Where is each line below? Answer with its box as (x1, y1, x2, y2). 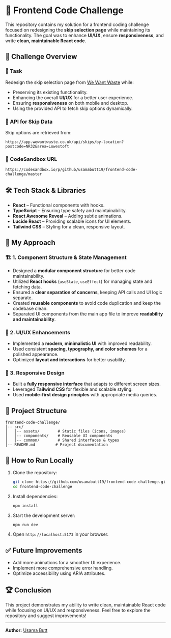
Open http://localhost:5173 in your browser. (12, 531, 108, 537)
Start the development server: (12, 512, 76, 518)
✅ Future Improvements (5, 546, 82, 555)
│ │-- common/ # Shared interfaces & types (5, 438, 120, 443)
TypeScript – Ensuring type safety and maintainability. (12, 208, 127, 214)
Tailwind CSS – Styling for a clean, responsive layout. (12, 224, 125, 230)
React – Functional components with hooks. (12, 202, 105, 208)
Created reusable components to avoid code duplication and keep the (12, 300, 161, 306)
